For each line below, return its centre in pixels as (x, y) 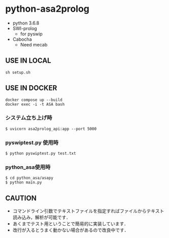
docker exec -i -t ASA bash (35, 104)
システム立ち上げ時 (29, 118)
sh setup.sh (18, 72)
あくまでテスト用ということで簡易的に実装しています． (71, 224)
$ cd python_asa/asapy (29, 178)
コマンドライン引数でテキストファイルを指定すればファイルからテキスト (88, 211)
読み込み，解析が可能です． (41, 218)
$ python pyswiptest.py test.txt (41, 153)
